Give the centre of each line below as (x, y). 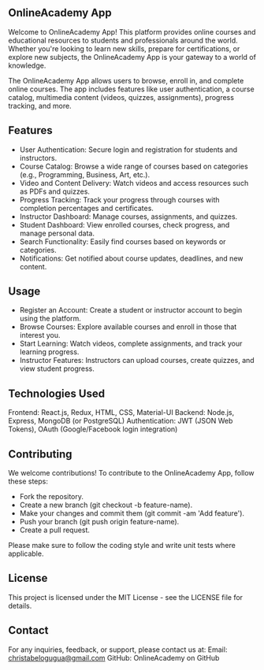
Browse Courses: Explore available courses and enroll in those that (128, 327)
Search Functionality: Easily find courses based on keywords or (123, 241)
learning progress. (49, 352)
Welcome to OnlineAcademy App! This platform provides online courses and (132, 31)
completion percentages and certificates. (86, 208)
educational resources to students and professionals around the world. (123, 40)
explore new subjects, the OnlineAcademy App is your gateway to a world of (132, 57)
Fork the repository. (52, 497)
